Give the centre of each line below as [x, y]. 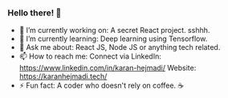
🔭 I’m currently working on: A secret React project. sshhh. [114, 31]
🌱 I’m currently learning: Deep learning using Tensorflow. [113, 39]
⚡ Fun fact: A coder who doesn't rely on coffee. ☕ [102, 86]
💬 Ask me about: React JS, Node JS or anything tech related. [120, 47]
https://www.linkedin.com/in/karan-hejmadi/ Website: [108, 68]
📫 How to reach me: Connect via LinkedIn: [90, 56]
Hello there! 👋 [35, 13]
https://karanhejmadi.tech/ [63, 76]
